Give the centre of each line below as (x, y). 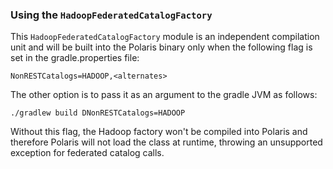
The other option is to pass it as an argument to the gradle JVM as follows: (164, 95)
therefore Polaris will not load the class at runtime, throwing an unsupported (166, 142)
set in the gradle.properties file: (75, 58)
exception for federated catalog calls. (87, 153)
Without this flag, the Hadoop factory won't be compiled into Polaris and (159, 132)
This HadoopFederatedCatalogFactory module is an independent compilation (165, 37)
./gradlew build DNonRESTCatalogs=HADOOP (98, 113)
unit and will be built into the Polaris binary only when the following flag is (161, 47)
